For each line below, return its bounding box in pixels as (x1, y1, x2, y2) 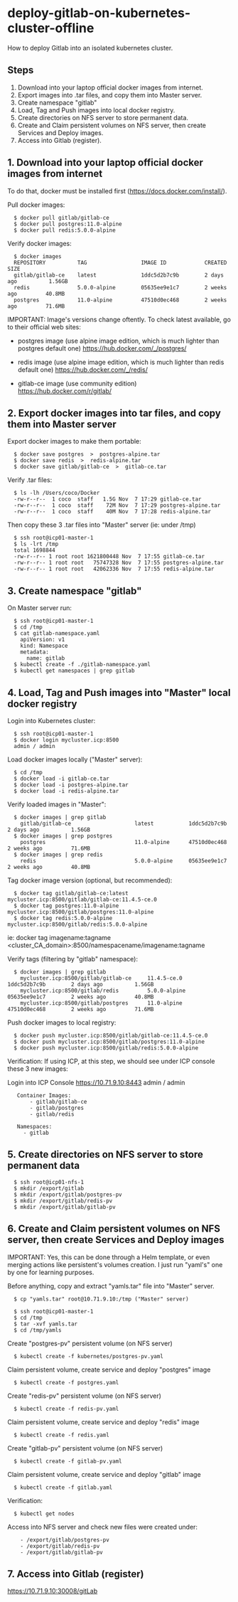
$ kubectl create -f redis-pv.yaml (13, 1405, 119, 1412)
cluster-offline (7, 20, 94, 36)
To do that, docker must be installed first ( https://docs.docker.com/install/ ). (7, 186, 227, 195)
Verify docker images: (7, 239, 72, 247)
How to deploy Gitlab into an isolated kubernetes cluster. (7, 43, 173, 52)
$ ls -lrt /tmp (13, 540, 59, 548)
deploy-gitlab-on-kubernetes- (7, 5, 191, 21)
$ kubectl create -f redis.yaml (13, 1431, 110, 1438)
